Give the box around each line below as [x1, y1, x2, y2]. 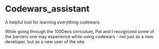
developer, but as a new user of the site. [5, 38, 86, 44]
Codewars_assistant [5, 3, 90, 14]
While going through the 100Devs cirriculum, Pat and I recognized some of [5, 28, 155, 34]
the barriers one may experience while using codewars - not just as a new [5, 34, 154, 39]
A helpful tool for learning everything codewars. [5, 19, 101, 25]
